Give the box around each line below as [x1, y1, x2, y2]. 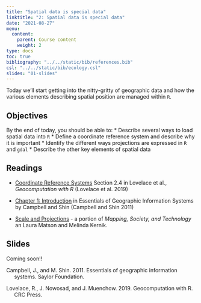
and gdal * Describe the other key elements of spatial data [6, 145, 151, 153]
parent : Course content [17, 37, 77, 43]
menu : [6, 25, 20, 32]
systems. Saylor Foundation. [14, 273, 85, 280]
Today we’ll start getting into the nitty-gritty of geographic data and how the [6, 87, 194, 94]
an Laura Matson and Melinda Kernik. [14, 221, 108, 228]
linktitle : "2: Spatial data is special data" [6, 14, 125, 20]
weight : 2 [17, 43, 42, 49]
